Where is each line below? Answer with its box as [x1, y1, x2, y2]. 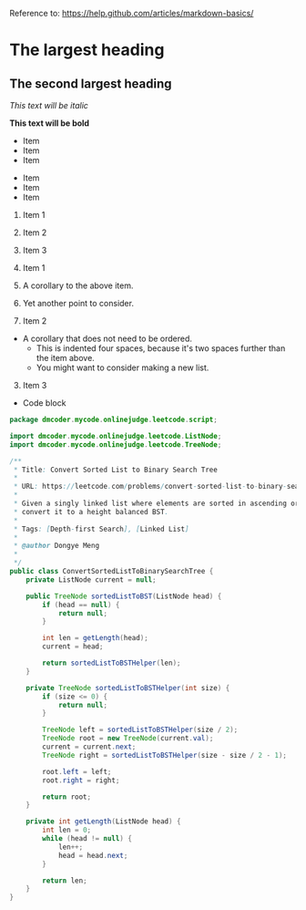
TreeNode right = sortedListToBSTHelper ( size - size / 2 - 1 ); [42, 750, 287, 760]
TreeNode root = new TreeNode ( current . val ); [42, 734, 214, 743]
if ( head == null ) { [42, 600, 120, 609]
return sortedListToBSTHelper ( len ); [42, 658, 181, 667]
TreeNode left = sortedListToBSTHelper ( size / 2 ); [42, 725, 239, 735]
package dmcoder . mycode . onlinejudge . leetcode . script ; [9, 415, 219, 424]
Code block [22, 398, 66, 408]
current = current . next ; [42, 742, 137, 751]
